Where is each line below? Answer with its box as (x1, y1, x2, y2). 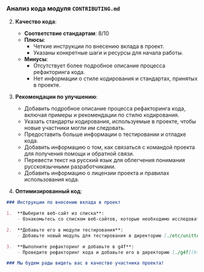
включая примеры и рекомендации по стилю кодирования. (24, 111, 180, 119)
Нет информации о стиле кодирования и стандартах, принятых (33, 75, 198, 83)
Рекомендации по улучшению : (15, 93, 98, 101)
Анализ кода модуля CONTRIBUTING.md (6, 4, 120, 13)
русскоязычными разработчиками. (24, 163, 116, 171)
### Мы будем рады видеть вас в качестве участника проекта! (6, 260, 165, 267)
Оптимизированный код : (15, 188, 83, 195)
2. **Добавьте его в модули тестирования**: (6, 226, 123, 233)
